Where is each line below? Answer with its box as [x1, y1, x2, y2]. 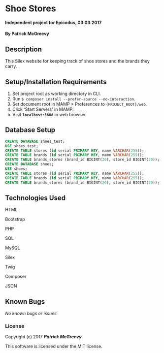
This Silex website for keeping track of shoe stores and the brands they [5, 58, 150, 64]
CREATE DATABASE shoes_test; [5, 139, 65, 144]
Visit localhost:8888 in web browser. [12, 112, 87, 117]
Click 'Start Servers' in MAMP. [12, 106, 74, 112]
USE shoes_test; [5, 143, 38, 148]
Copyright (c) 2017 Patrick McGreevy [5, 334, 82, 340]
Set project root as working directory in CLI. [12, 91, 101, 96]
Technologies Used [5, 193, 66, 202]
